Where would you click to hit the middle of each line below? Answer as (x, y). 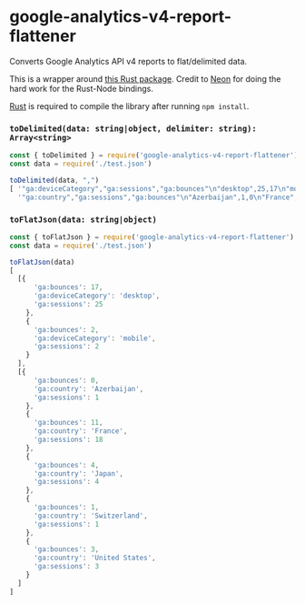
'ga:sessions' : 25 (68, 305)
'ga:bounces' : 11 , (68, 423)
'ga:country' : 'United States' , (94, 558)
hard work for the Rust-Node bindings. (82, 88)
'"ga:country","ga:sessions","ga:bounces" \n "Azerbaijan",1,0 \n (139, 197)
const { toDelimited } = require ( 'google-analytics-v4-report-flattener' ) (154, 156)
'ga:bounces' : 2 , (66, 329)
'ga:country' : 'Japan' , (79, 473)
